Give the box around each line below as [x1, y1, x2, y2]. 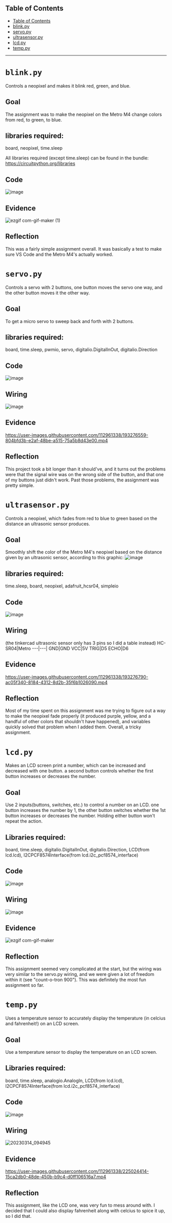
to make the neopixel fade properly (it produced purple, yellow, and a [5, 713, 151, 719]
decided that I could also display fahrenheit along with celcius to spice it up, [5, 1208, 165, 1214]
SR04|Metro [5, 645, 31, 651]
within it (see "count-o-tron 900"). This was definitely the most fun [5, 976, 146, 983]
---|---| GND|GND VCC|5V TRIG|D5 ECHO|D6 [32, 645, 129, 651]
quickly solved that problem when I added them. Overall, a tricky [5, 724, 142, 730]
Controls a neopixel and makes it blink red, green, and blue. [5, 83, 131, 89]
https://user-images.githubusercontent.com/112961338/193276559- [5, 432, 148, 438]
